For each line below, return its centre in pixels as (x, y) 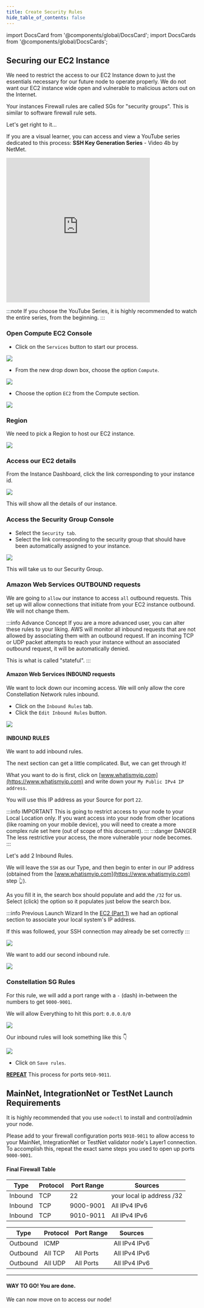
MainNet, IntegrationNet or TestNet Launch (90, 1093)
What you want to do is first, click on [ (54, 775)
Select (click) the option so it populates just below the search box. (89, 901)
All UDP (55, 1263)
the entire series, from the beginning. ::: (56, 318)
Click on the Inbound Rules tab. (54, 706)
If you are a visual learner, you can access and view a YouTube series (93, 136)
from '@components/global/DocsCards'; (57, 41)
